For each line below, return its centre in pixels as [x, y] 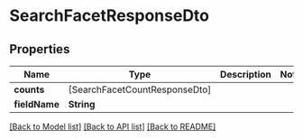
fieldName [37, 104]
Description [246, 75]
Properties [40, 49]
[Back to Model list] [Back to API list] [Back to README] [113, 126]
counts [29, 89]
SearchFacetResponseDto [110, 16]
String [82, 104]
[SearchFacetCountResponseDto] [140, 89]
